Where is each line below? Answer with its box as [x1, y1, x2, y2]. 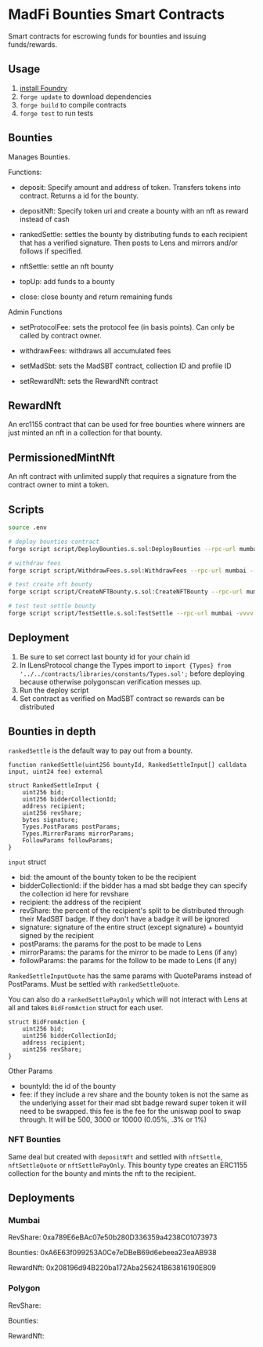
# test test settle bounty [8, 602, 96, 610]
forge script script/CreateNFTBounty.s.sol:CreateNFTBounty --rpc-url [8, 588, 243, 596]
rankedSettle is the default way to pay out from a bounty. [8, 746, 193, 755]
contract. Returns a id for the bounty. [19, 191, 139, 200]
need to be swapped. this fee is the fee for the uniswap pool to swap [19, 1106, 241, 1115]
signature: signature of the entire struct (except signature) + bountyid [19, 922, 244, 932]
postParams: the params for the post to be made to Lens [19, 939, 202, 948]
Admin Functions [8, 307, 63, 316]
